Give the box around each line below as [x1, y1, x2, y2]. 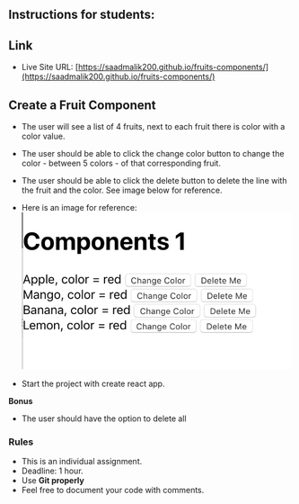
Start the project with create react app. [21, 378, 165, 389]
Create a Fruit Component [8, 97, 156, 112]
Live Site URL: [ [21, 62, 79, 73]
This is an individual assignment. [21, 456, 143, 467]
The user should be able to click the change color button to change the [21, 148, 285, 159]
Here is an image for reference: [21, 202, 137, 213]
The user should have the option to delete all [21, 413, 187, 424]
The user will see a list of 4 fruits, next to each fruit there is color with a [21, 121, 286, 132]
